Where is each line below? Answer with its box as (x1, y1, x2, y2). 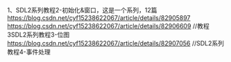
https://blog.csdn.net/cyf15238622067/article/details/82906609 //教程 (7, 22, 209, 30)
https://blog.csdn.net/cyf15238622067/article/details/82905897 (7, 14, 191, 22)
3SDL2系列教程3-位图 (7, 30, 70, 39)
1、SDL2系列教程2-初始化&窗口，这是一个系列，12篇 (7, 6, 157, 14)
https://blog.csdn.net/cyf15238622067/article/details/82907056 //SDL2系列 (7, 39, 224, 47)
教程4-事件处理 (7, 48, 51, 56)
